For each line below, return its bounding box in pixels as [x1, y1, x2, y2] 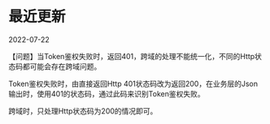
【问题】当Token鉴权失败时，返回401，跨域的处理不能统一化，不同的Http [8, 51, 255, 61]
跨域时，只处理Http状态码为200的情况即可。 [8, 106, 158, 116]
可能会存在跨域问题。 [29, 62, 102, 71]
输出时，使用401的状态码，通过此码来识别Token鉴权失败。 [8, 88, 205, 98]
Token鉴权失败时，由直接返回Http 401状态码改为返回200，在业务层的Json [8, 79, 259, 88]
